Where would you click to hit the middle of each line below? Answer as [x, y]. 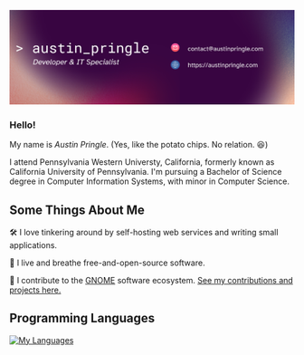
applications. [33, 245]
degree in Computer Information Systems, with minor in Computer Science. [149, 181]
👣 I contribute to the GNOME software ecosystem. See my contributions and [152, 280]
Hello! [23, 125]
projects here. [35, 290]
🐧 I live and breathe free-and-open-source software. [107, 263]
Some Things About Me [77, 210]
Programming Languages [82, 318]
